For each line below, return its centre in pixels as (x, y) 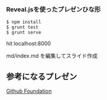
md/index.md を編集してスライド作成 (52, 56)
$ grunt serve (24, 33)
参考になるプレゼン (42, 76)
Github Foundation (29, 91)
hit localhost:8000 (29, 43)
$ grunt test (22, 27)
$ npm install (24, 22)
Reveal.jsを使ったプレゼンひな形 (53, 9)
